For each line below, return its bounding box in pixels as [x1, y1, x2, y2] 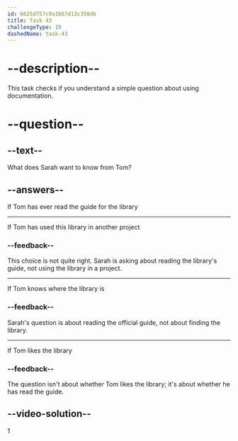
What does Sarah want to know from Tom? [7, 164, 132, 172]
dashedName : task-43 [7, 30, 69, 38]
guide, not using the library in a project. [7, 264, 123, 273]
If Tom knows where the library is [7, 285, 105, 293]
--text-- [7, 144, 42, 156]
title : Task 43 [7, 17, 52, 24]
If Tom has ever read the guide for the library [7, 202, 138, 211]
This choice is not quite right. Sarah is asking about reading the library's [7, 256, 217, 265]
